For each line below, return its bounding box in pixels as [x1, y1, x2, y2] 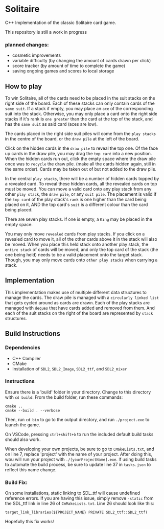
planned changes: [5, 41, 49, 48]
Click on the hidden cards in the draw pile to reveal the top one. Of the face [5, 145, 158, 151]
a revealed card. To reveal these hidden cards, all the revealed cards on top [5, 181, 158, 187]
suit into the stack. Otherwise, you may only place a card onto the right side [5, 111, 158, 117]
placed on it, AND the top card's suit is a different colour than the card [5, 202, 148, 207]
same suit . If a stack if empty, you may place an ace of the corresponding [5, 106, 153, 112]
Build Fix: [5, 479, 28, 485]
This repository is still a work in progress [5, 29, 87, 35]
